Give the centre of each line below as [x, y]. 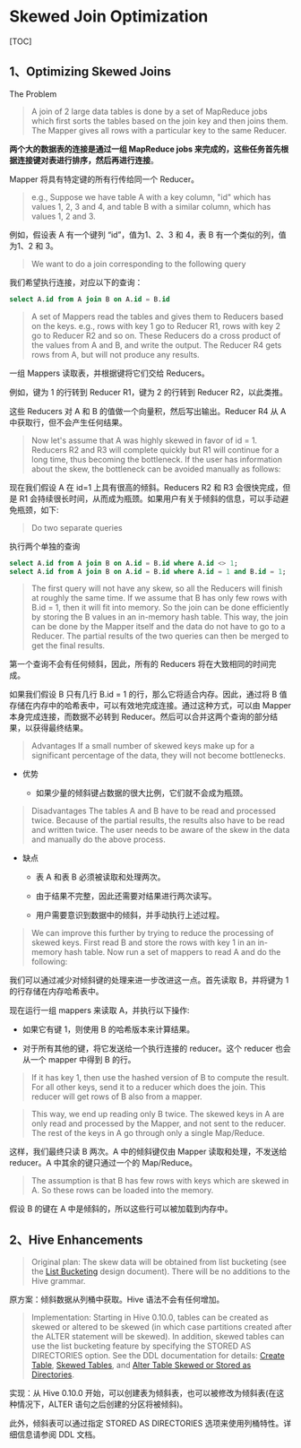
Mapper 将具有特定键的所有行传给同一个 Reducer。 [104, 179]
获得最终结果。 [60, 728]
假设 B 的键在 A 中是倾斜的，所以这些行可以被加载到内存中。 [121, 1209]
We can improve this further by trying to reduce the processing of [152, 933]
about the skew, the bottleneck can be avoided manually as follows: [156, 469]
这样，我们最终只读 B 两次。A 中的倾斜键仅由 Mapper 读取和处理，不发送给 [148, 1152]
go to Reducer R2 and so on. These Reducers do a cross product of [156, 335]
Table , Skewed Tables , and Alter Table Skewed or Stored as [141, 1366]
